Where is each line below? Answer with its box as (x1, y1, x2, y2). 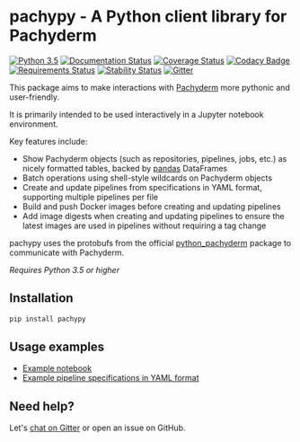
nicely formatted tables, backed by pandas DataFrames (22, 163, 227, 173)
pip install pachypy (9, 314, 87, 323)
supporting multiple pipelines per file (22, 191, 159, 202)
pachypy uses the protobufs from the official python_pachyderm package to (9, 237, 292, 248)
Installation (9, 290, 74, 306)
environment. (9, 119, 58, 129)
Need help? (9, 398, 75, 414)
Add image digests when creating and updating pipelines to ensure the (22, 210, 285, 221)
